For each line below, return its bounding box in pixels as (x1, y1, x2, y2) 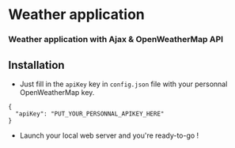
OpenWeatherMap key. (19, 87, 95, 97)
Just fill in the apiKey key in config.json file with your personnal (19, 79, 228, 89)
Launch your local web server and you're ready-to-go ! (19, 131, 199, 140)
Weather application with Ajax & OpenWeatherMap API (8, 34, 224, 45)
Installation (8, 58, 65, 72)
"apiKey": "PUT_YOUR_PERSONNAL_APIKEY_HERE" (15, 109, 165, 118)
